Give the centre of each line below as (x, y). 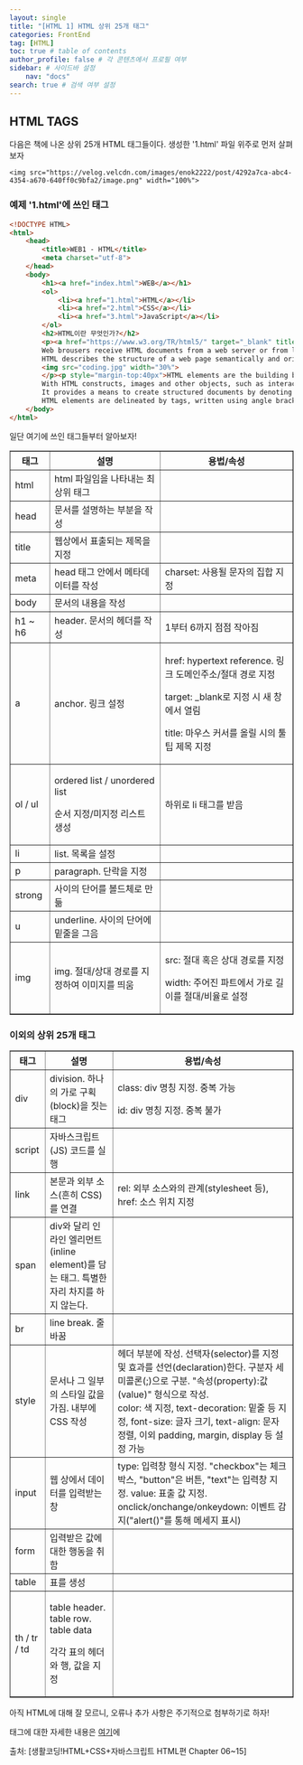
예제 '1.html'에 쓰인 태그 (60, 205)
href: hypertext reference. (220, 661)
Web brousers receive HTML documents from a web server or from (165, 350)
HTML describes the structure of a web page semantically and (161, 359)
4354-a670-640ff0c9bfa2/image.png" (76, 181)
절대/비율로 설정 (216, 996)
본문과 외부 (72, 1182)
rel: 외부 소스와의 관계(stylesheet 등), (193, 1188)
